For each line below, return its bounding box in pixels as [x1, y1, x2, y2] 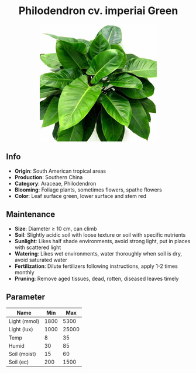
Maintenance [6, 210, 56, 220]
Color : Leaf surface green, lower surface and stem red [14, 192, 147, 199]
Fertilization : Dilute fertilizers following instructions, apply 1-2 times [14, 263, 178, 270]
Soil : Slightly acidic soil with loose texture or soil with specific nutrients [14, 231, 186, 238]
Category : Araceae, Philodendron [14, 180, 97, 187]
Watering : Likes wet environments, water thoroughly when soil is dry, [14, 250, 183, 257]
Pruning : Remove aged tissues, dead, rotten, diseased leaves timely [14, 275, 179, 282]
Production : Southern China [14, 173, 83, 180]
